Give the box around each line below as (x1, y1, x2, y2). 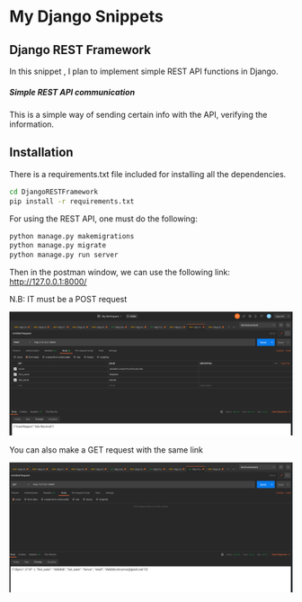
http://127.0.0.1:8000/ (9, 276, 87, 287)
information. (9, 119, 55, 130)
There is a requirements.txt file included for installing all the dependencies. (9, 168, 287, 179)
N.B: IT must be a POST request (9, 294, 128, 305)
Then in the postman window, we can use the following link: (9, 267, 231, 278)
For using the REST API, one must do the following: (9, 213, 198, 224)
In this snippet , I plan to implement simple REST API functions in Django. (9, 66, 279, 76)
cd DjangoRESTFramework (9, 187, 99, 196)
